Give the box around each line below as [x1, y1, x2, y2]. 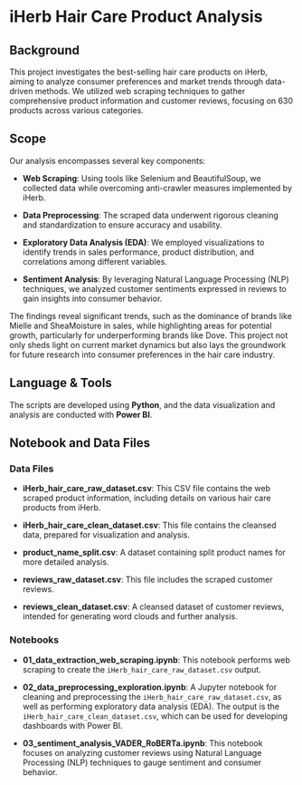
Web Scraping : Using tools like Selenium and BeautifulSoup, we [22, 172, 261, 183]
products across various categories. [9, 105, 145, 115]
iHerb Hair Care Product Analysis [9, 6, 263, 27]
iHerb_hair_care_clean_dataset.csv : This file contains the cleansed [22, 519, 278, 531]
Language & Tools [9, 375, 113, 391]
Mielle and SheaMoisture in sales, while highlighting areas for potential [9, 320, 273, 331]
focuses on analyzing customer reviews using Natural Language [22, 747, 262, 758]
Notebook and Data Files [9, 435, 151, 451]
